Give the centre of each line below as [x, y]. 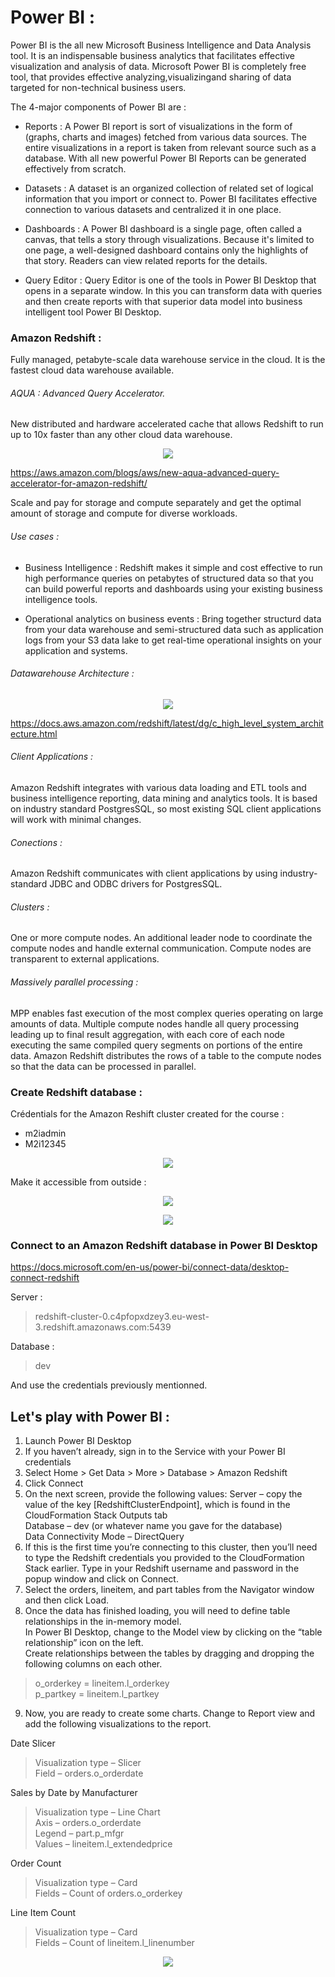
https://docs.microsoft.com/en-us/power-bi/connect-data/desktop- [150, 1267]
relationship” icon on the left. [84, 1643]
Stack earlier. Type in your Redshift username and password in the [162, 1568]
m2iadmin [45, 1133]
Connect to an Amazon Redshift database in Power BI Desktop [164, 1245]
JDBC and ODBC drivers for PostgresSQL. [136, 884]
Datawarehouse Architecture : [72, 673]
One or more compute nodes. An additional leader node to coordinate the [161, 938]
